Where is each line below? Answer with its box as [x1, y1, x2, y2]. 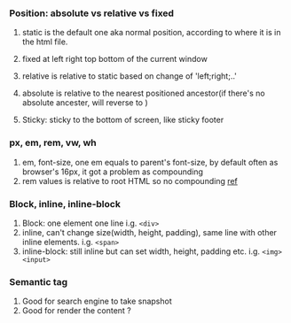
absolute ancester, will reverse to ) [21, 97, 148, 108]
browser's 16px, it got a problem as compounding [21, 166, 204, 177]
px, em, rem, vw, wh [9, 136, 98, 149]
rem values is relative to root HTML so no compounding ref [21, 175, 238, 186]
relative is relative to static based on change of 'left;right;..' [21, 71, 238, 81]
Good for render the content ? [21, 305, 131, 316]
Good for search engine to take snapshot [21, 296, 172, 307]
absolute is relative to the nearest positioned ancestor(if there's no [21, 88, 266, 99]
